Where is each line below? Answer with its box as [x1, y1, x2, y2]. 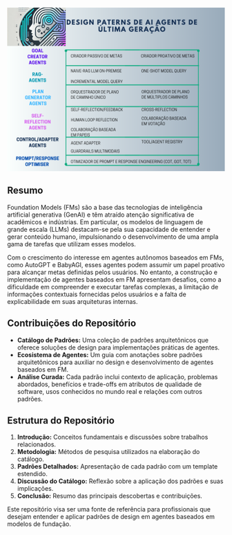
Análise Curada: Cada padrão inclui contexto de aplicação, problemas [17, 372, 218, 381]
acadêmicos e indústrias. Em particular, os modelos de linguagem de [7, 217, 204, 226]
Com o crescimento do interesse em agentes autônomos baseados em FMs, [7, 253, 224, 262]
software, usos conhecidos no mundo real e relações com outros [17, 387, 202, 395]
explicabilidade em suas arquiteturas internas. [7, 297, 138, 305]
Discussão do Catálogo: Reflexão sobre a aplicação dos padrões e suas [17, 477, 224, 485]
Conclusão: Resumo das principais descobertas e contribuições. [17, 492, 202, 500]
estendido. [17, 470, 48, 478]
